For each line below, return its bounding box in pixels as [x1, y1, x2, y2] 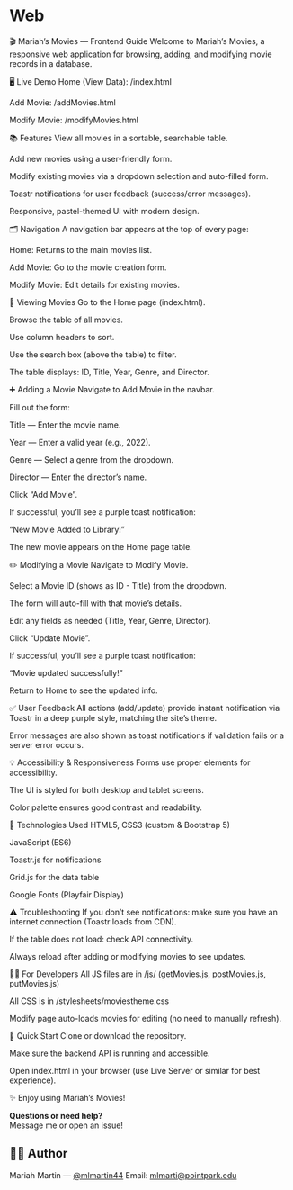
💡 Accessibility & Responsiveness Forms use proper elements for [9, 757, 251, 768]
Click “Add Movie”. [9, 489, 78, 500]
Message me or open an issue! [9, 1120, 124, 1131]
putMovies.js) [9, 978, 60, 988]
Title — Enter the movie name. [9, 419, 121, 430]
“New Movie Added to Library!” [9, 524, 125, 535]
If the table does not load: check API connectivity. [9, 933, 194, 944]
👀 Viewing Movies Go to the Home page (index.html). [9, 296, 206, 307]
